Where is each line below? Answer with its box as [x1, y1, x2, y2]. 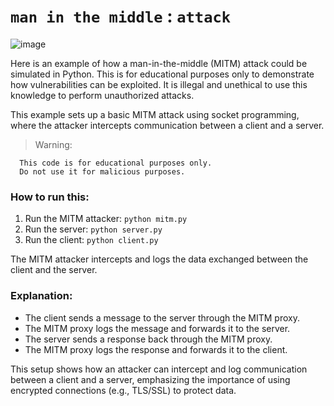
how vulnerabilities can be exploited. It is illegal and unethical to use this [10, 78, 308, 90]
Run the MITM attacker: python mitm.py [24, 213, 188, 225]
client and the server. [10, 264, 98, 276]
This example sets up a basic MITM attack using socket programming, [10, 108, 300, 120]
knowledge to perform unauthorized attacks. [10, 89, 195, 101]
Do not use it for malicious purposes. [19, 166, 186, 177]
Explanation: [10, 289, 73, 303]
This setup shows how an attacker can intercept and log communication [10, 363, 308, 375]
